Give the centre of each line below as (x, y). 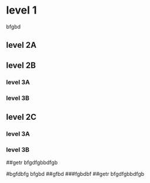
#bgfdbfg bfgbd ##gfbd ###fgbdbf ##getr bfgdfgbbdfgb (75, 174)
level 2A (21, 45)
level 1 (21, 10)
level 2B (21, 65)
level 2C (21, 117)
